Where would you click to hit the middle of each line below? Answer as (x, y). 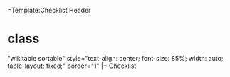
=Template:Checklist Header (49, 10)
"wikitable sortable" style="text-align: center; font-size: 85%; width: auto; (115, 58)
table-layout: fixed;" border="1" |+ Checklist (72, 66)
